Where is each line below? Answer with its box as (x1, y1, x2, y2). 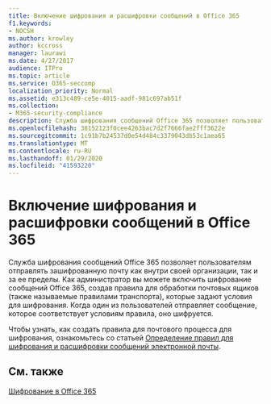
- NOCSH (8, 27, 35, 35)
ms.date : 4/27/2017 (8, 57, 74, 65)
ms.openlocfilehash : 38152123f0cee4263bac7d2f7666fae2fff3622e (8, 124, 226, 132)
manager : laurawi (8, 49, 67, 57)
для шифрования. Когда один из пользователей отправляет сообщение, (8, 300, 258, 310)
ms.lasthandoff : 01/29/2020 (8, 154, 103, 162)
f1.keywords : (8, 19, 52, 27)
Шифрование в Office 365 (8, 386, 97, 396)
